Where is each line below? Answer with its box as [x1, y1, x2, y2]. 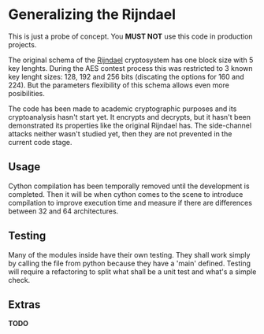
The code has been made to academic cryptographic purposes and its [8, 104, 237, 113]
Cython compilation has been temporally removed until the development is [8, 181, 250, 191]
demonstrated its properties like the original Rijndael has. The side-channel [8, 121, 252, 130]
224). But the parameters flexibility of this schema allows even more [8, 80, 230, 90]
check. [8, 275, 31, 284]
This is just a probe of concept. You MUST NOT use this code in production [8, 32, 254, 41]
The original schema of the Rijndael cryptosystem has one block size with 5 [8, 55, 254, 65]
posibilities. [8, 88, 46, 98]
